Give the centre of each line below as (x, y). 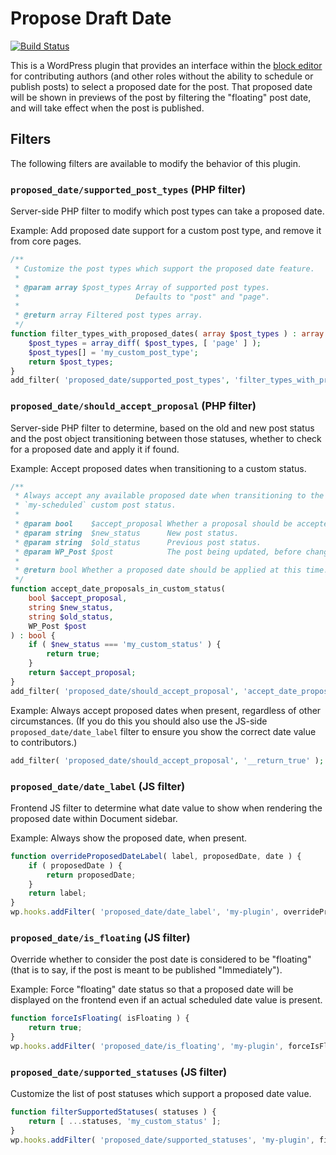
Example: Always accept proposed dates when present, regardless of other (166, 710)
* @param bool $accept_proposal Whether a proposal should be (153, 524)
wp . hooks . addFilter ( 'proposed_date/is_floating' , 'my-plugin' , (147, 1046)
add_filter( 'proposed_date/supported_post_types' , (120, 380)
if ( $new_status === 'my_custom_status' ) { (125, 645)
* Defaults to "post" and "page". (142, 297)
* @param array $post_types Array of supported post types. (142, 287)
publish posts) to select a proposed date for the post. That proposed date (161, 86)
